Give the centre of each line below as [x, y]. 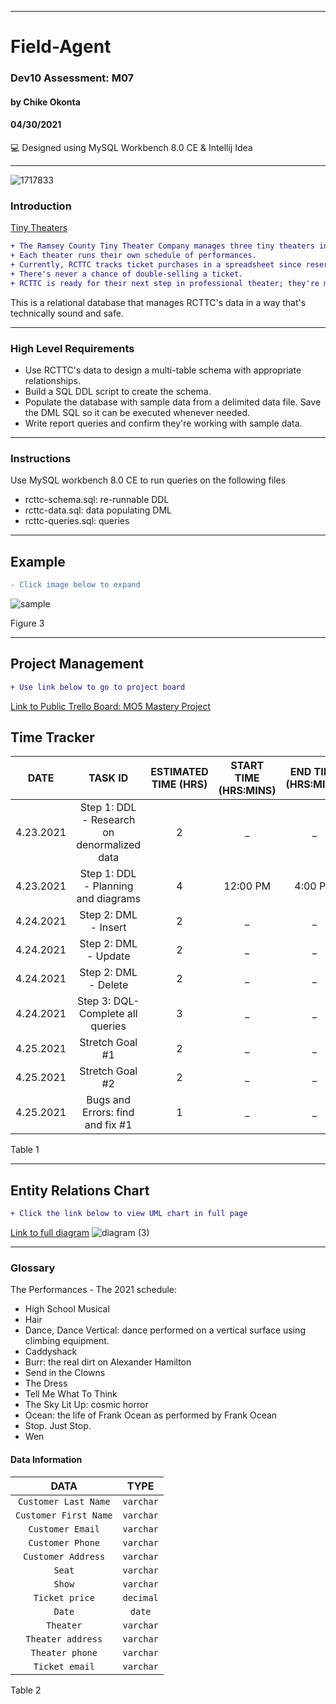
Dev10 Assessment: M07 [72, 78]
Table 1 [25, 1150]
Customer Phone [64, 1542]
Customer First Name [64, 1515]
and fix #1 [108, 1125]
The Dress [46, 1383]
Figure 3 [27, 623]
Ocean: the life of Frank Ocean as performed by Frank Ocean [151, 1415]
